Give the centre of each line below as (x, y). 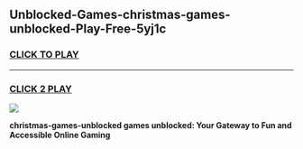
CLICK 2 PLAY (41, 88)
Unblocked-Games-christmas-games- (120, 15)
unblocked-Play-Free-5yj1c (88, 29)
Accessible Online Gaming (60, 135)
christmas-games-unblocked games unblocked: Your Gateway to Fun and (151, 125)
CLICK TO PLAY (44, 55)
